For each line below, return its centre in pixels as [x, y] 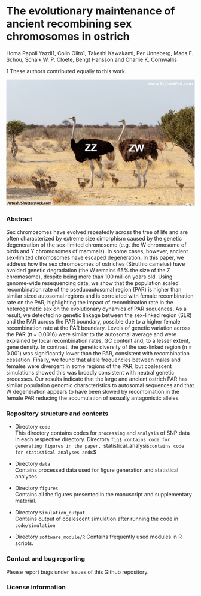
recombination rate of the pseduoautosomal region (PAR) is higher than [94, 289]
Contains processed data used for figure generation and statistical [97, 470]
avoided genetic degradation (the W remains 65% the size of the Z [88, 270]
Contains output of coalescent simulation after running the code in [97, 519]
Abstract [19, 219]
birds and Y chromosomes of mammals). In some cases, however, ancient [97, 251]
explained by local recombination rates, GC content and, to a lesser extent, [98, 340]
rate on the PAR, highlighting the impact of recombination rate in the [90, 302]
